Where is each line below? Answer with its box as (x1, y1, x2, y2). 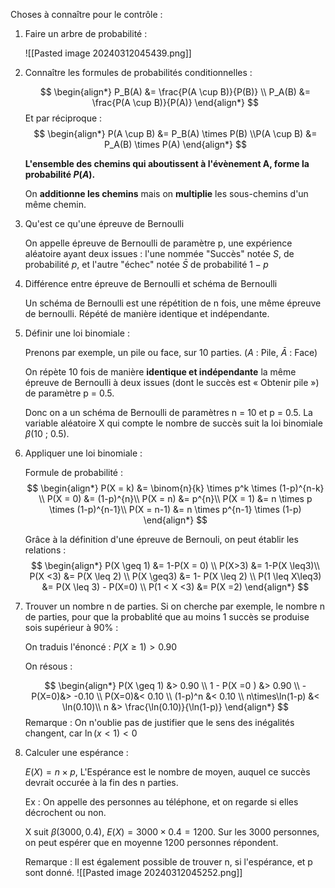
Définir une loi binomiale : (24, 327, 130, 339)
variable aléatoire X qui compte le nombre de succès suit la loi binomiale (24, 417, 323, 429)
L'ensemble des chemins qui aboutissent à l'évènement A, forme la (24, 158, 310, 169)
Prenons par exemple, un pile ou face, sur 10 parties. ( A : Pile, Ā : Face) (24, 347, 318, 358)
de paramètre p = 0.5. (24, 387, 115, 399)
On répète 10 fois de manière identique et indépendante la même (24, 366, 297, 378)
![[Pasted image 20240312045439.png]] (24, 47, 192, 59)
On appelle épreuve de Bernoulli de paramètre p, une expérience (24, 237, 293, 249)
